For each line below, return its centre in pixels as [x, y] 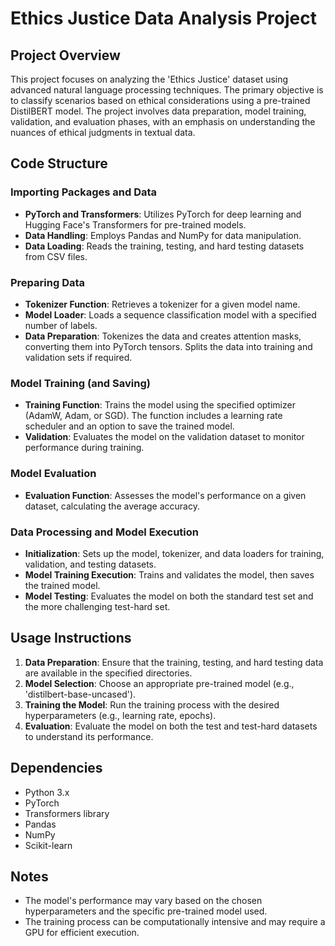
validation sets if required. [78, 357]
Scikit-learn [48, 845]
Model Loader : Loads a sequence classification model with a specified [170, 314]
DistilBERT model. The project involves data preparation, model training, [158, 111]
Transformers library [67, 813]
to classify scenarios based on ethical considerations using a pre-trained [160, 100]
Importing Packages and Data [84, 192]
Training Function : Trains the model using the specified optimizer [160, 405]
